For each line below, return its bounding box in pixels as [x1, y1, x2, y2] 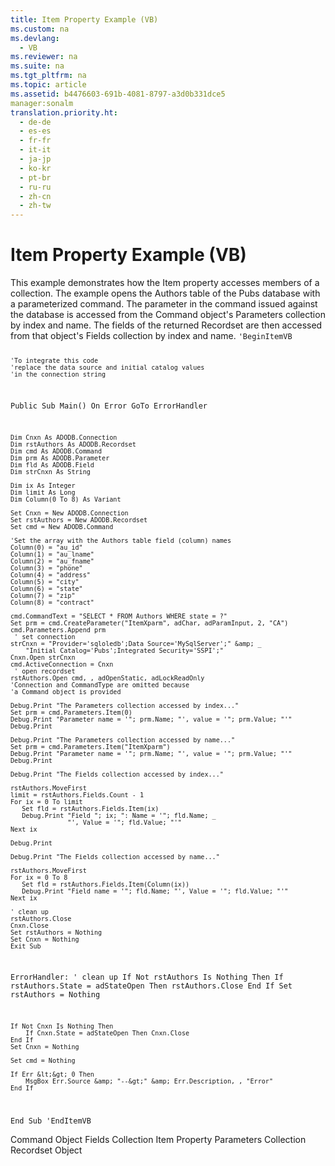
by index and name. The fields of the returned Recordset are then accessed [10, 319, 323, 331]
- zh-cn [19, 191, 52, 201]
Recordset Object [10, 1144, 83, 1156]
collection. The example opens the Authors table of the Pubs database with [10, 287, 321, 300]
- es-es [19, 126, 52, 136]
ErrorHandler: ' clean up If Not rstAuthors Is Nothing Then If [10, 972, 284, 983]
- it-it [19, 145, 52, 155]
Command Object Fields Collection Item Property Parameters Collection [10, 1133, 307, 1145]
